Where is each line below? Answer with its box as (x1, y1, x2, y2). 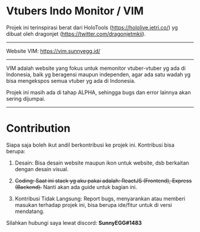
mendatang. (14, 208, 45, 215)
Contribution (6, 122, 71, 135)
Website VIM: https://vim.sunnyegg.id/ (6, 47, 101, 54)
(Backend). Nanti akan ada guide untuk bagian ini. (14, 183, 137, 190)
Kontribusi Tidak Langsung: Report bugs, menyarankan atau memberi (14, 195, 186, 202)
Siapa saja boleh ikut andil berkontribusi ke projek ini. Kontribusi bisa (6, 141, 174, 149)
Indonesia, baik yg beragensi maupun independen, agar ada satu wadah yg (6, 70, 191, 78)
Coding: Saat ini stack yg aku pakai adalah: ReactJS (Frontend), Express (14, 177, 192, 184)
